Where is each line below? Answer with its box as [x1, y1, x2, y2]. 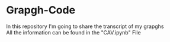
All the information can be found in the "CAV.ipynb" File [6, 29, 141, 36]
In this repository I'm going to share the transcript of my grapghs [6, 23, 164, 30]
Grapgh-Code [6, 3, 76, 17]
